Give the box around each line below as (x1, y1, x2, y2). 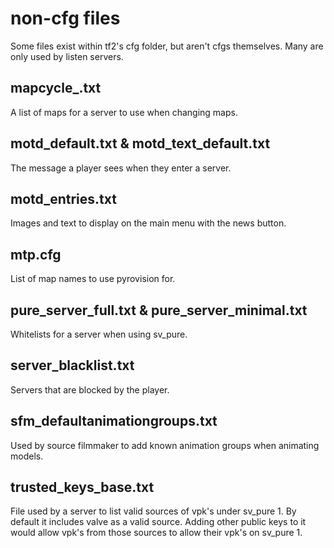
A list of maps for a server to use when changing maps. (10, 106, 238, 118)
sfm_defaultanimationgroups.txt (10, 413, 218, 430)
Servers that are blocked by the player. (10, 383, 170, 396)
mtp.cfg (10, 246, 62, 263)
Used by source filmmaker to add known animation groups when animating (10, 439, 320, 451)
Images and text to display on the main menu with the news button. (10, 217, 287, 229)
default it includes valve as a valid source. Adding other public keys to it (10, 516, 307, 528)
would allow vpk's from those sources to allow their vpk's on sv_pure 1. (10, 527, 303, 539)
